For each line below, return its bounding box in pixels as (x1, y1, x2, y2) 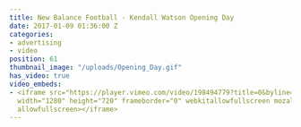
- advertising (9, 38, 63, 47)
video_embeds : (9, 80, 63, 89)
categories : (9, 30, 54, 38)
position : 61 (9, 55, 58, 63)
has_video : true (9, 72, 70, 80)
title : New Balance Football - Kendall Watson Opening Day (9, 13, 235, 22)
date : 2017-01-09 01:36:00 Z (9, 21, 118, 30)
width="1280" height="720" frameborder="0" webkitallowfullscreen (17, 96, 271, 106)
